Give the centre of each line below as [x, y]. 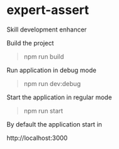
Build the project [30, 43]
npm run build [44, 56]
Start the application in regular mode [59, 97]
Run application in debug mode [51, 70]
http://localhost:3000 [37, 138]
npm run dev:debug [52, 83]
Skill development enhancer [47, 29]
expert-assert [48, 10]
